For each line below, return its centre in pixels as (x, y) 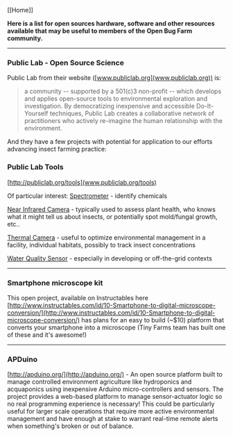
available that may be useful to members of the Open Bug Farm (100, 31)
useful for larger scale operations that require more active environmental (111, 411)
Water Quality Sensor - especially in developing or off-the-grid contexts (110, 258)
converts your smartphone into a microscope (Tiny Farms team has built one (116, 327)
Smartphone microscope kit (55, 283)
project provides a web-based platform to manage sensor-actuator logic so (115, 397)
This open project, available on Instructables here (78, 297)
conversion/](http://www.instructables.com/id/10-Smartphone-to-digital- (111, 313)
